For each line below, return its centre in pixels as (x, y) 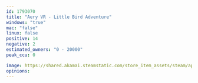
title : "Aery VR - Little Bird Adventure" (59, 17)
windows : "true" (26, 22)
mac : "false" (22, 28)
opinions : (18, 71)
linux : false (22, 33)
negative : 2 (21, 44)
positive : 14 (22, 39)
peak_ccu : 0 (21, 55)
